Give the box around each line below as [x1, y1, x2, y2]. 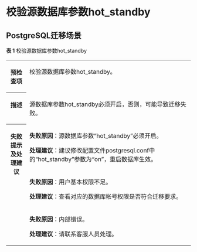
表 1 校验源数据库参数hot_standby [6, 47, 87, 54]
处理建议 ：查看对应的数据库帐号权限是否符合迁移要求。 [29, 192, 182, 200]
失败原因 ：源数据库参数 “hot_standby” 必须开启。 [29, 131, 162, 139]
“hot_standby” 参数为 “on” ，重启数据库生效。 [35, 155, 157, 163]
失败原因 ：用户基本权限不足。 [29, 178, 112, 186]
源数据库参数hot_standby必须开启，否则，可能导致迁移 [29, 100, 181, 108]
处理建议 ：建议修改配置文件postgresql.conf [29, 146, 150, 154]
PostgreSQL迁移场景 [6, 30, 82, 40]
